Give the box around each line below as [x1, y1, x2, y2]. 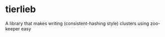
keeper [5, 25, 20, 31]
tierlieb [5, 4, 36, 15]
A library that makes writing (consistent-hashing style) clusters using [5, 20, 149, 26]
